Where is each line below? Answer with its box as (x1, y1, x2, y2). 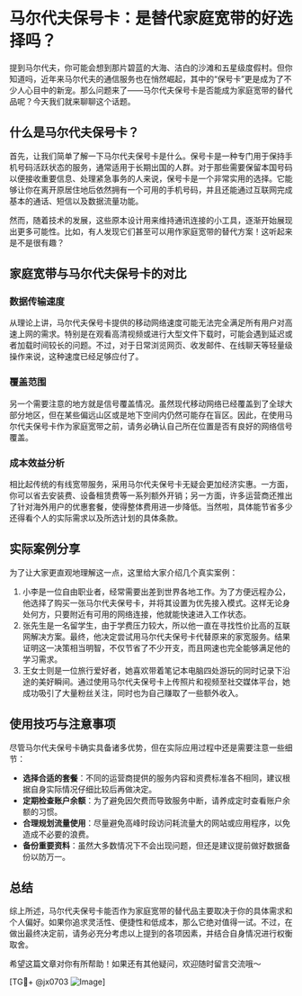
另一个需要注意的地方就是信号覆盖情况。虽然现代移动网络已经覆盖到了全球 (9, 398, 285, 409)
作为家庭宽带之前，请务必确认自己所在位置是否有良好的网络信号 (56, 421, 293, 431)
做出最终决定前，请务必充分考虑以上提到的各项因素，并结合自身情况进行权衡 (9, 928, 293, 939)
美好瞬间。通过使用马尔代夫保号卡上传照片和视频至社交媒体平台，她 (38, 676, 290, 687)
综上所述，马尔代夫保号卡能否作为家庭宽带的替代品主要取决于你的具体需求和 (9, 906, 293, 917)
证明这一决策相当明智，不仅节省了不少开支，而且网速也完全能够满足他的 (22, 642, 290, 653)
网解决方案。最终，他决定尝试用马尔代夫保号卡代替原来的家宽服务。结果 (22, 631, 290, 642)
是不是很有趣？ (9, 237, 65, 248)
